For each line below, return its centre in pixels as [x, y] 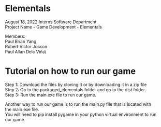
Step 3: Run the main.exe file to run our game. [51, 95]
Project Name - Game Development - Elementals [53, 27]
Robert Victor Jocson [26, 46]
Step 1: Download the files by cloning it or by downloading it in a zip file [76, 85]
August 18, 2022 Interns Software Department [51, 22]
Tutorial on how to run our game [71, 71]
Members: [15, 36]
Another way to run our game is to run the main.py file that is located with [78, 104]
